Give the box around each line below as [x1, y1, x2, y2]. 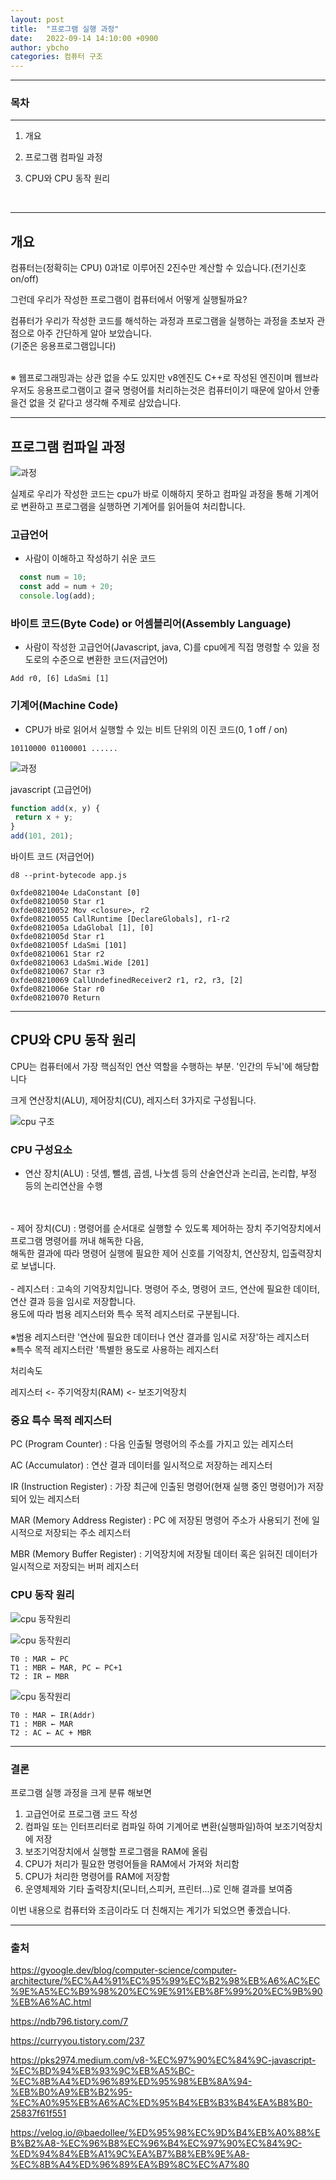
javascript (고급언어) [10, 783, 92, 795]
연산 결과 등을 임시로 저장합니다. [10, 1296, 137, 1308]
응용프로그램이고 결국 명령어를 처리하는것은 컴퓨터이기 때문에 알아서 [36, 384, 302, 396]
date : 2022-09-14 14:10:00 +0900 [10, 33, 159, 43]
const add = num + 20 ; [19, 582, 114, 592]
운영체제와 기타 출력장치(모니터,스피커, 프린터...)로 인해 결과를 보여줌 [24, 1883, 293, 1895]
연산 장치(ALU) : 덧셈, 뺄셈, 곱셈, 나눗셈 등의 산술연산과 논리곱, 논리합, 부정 [24, 1167, 318, 1180]
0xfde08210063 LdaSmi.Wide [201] [10, 958, 150, 968]
